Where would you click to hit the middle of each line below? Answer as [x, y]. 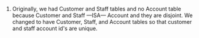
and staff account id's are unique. [55, 28]
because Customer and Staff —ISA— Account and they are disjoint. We [102, 15]
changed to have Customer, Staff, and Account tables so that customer [102, 22]
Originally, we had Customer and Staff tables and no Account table [96, 9]
